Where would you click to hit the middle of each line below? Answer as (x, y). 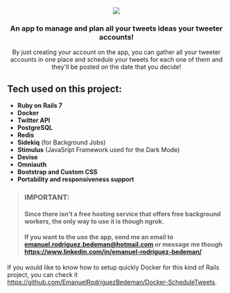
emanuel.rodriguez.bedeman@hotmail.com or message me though (123, 244)
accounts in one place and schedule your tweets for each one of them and (116, 60)
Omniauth (32, 165)
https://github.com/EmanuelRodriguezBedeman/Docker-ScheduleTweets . (112, 282)
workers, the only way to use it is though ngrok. (94, 221)
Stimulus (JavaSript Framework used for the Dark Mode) (98, 150)
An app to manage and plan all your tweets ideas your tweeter (116, 28)
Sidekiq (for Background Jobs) (61, 142)
